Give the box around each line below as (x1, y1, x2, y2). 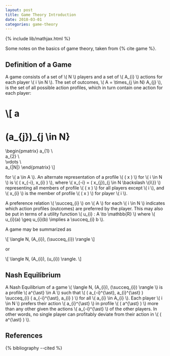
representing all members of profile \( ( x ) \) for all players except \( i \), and (5, 185, 164, 191)
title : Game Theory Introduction (5, 12, 76, 17)
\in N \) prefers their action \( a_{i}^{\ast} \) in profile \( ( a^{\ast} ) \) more (5, 300, 159, 306)
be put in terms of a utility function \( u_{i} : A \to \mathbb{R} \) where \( (5, 211, 155, 217)
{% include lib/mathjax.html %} (5, 36, 71, 42)
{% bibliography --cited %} (5, 345, 63, 351)
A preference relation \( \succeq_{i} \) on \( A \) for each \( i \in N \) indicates (5, 200, 165, 206)
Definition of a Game (5, 60, 72, 69)
